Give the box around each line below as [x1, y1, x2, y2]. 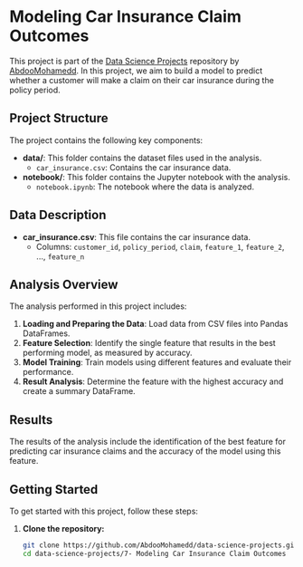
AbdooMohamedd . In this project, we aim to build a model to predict [9, 65, 263, 76]
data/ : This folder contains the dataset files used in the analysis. [22, 152, 262, 163]
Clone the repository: [22, 524, 105, 533]
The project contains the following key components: [9, 134, 204, 146]
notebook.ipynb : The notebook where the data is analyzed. [35, 181, 255, 192]
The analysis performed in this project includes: [9, 301, 187, 312]
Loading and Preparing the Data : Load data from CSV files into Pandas [22, 319, 289, 330]
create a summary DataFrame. [22, 386, 136, 397]
